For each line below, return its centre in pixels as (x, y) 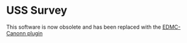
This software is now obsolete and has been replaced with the (84, 27)
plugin (35, 33)
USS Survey (37, 10)
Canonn (16, 33)
